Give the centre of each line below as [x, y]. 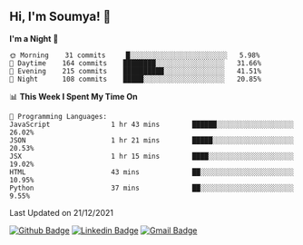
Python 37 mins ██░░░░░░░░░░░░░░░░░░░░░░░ [152, 188]
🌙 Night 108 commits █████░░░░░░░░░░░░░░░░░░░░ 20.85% [135, 79]
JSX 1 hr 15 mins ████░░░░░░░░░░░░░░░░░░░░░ [152, 156]
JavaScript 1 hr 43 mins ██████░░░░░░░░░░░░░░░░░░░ [152, 124]
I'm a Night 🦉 [34, 38]
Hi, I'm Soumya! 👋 [60, 17]
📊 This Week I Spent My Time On [73, 96]
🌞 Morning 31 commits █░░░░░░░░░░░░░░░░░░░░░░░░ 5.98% [135, 55]
